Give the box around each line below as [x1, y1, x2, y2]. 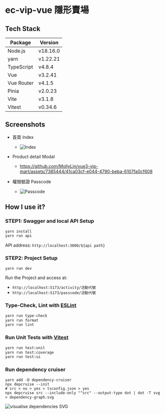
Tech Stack [5, 24, 41, 33]
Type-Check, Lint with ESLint [5, 302, 77, 309]
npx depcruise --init [5, 381, 50, 387]
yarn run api [5, 233, 32, 239]
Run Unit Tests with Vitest [5, 334, 69, 341]
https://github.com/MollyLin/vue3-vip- [19, 163, 98, 169]
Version [40, 39, 59, 46]
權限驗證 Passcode [12, 178, 51, 184]
